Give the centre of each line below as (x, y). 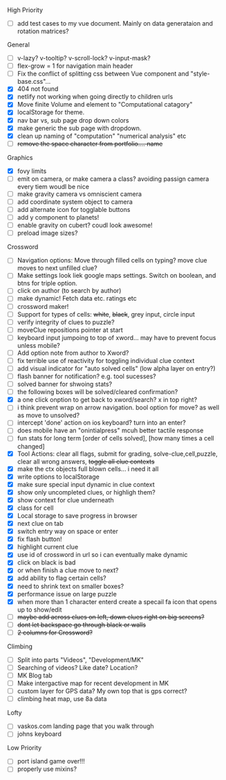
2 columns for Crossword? (55, 632)
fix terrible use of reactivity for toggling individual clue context (106, 360)
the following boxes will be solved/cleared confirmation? (97, 392)
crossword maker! (43, 306)
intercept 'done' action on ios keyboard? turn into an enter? (102, 423)
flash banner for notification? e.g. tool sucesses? (87, 376)
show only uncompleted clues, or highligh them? (86, 492)
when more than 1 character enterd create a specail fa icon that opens (117, 601)
